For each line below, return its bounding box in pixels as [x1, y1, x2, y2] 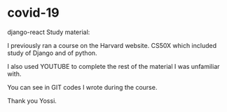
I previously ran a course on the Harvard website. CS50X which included [7, 41, 217, 49]
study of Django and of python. [7, 49, 97, 57]
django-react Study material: [7, 28, 90, 36]
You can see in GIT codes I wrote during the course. [7, 83, 158, 91]
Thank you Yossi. [7, 96, 57, 105]
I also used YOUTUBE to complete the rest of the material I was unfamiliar [7, 62, 220, 70]
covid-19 [7, 5, 60, 21]
